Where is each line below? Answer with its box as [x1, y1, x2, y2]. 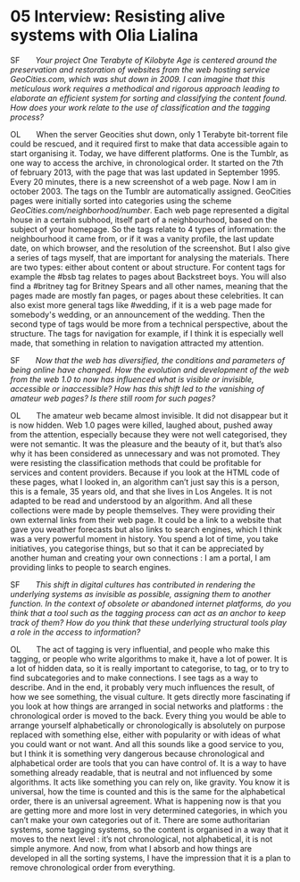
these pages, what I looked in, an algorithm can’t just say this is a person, [10, 476, 279, 487]
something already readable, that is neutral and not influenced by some [10, 767, 273, 778]
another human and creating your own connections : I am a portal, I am [10, 552, 271, 563]
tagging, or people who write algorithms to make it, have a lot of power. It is [10, 653, 288, 664]
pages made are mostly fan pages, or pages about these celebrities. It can [10, 290, 284, 301]
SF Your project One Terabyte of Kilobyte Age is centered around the [10, 54, 278, 65]
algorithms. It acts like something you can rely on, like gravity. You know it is [10, 777, 290, 787]
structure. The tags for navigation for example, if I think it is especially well [10, 328, 284, 338]
